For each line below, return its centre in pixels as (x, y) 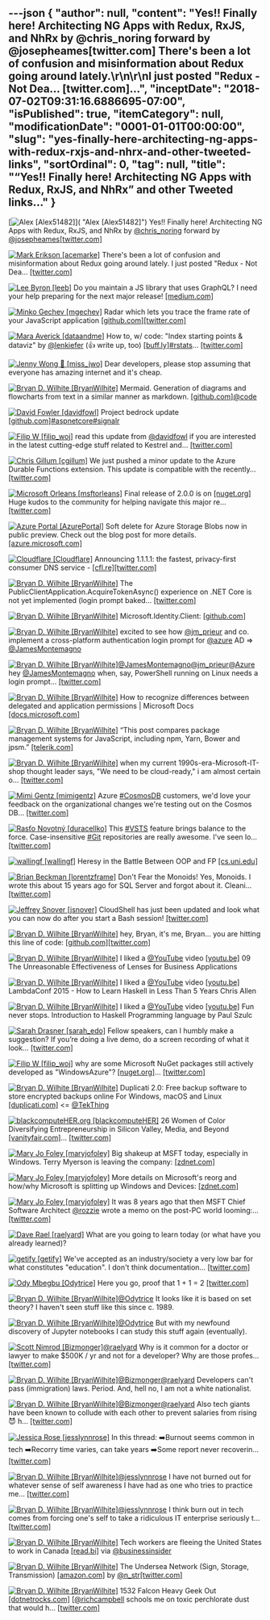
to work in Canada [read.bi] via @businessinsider (90, 1551)
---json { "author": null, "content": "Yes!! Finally (133, 13)
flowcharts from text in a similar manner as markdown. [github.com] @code (133, 396)
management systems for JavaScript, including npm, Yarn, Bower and (124, 739)
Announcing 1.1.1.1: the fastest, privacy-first (165, 559)
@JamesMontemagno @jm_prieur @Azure (187, 664)
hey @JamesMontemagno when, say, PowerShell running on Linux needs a (133, 672)
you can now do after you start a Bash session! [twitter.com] (108, 918)
